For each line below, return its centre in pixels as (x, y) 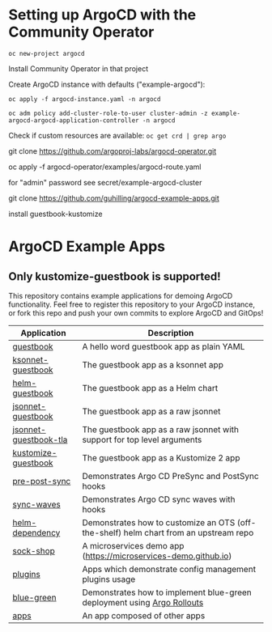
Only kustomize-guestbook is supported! (115, 276)
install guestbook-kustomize (55, 214)
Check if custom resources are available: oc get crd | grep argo (117, 135)
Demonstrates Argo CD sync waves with (159, 499)
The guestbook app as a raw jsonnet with (161, 429)
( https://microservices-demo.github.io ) (157, 556)
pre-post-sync (42, 481)
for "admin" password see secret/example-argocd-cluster (105, 182)
